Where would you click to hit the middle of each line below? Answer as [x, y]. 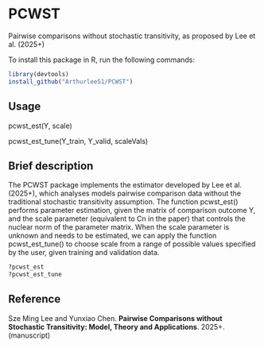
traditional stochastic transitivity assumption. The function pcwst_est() [123, 202]
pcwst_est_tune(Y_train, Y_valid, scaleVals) [78, 141]
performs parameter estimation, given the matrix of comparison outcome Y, [132, 211]
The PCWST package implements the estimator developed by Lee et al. [125, 185]
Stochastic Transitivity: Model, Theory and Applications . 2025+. [116, 327]
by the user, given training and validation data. [84, 253]
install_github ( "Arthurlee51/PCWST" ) [71, 81]
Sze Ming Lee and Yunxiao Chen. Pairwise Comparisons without [115, 318]
